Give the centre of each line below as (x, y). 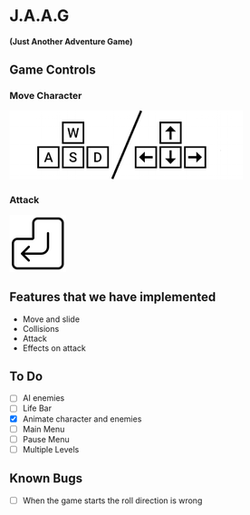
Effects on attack (54, 348)
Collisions (41, 328)
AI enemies (43, 398)
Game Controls (53, 70)
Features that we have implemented (113, 297)
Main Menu (43, 429)
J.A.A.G (39, 16)
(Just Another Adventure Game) (71, 41)
